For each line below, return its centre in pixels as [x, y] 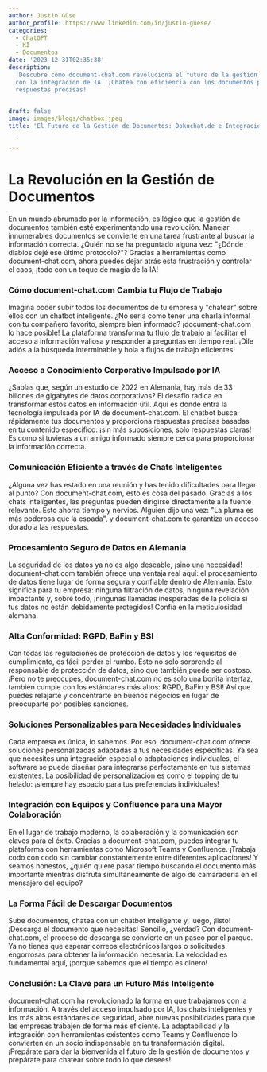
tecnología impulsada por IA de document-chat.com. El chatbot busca [123, 413]
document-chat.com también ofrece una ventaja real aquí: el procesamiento [133, 573]
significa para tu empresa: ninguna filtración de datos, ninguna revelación [129, 590]
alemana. [23, 615]
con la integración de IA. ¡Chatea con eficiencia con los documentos [135, 82]
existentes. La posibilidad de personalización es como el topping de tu [123, 775]
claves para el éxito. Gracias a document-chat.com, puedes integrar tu [124, 841]
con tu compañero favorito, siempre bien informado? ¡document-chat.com [130, 324]
